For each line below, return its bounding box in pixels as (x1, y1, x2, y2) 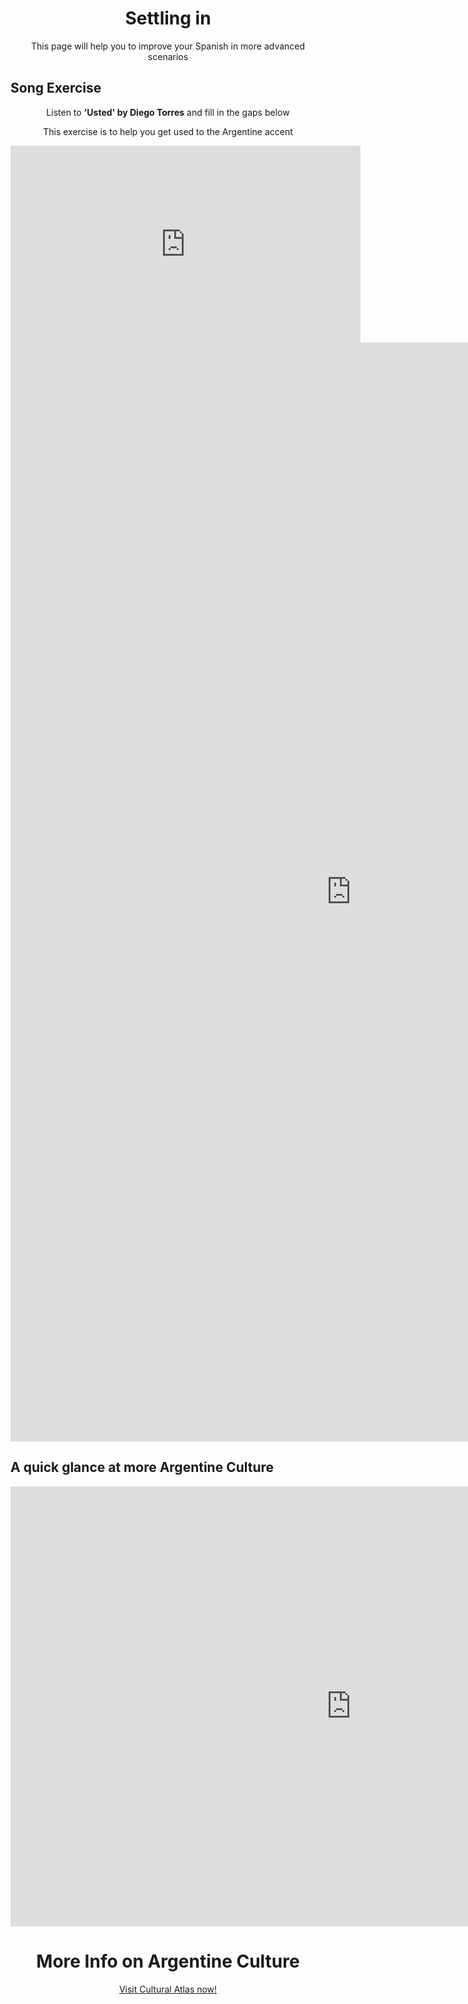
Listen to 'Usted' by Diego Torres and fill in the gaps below (46, 106, 290, 118)
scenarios (147, 50, 189, 62)
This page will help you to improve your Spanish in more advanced (30, 40, 306, 52)
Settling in (124, 7, 212, 30)
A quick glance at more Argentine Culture (10, 1459, 275, 1476)
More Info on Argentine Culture (36, 1950, 300, 1972)
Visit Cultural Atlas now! (118, 1983, 218, 1995)
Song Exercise (10, 80, 102, 97)
